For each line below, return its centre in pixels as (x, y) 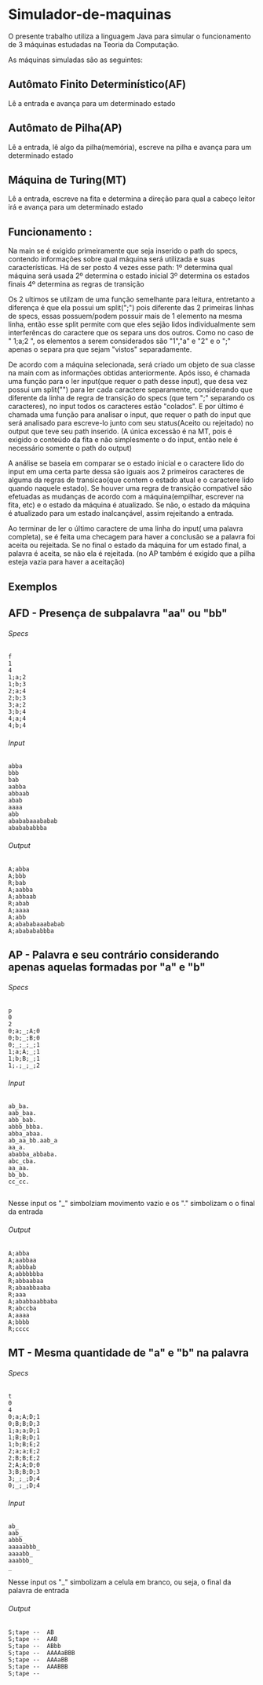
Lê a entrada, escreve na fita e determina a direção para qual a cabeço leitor (132, 199)
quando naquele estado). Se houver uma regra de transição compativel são (130, 488)
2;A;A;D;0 (24, 1465)
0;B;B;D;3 (24, 1424)
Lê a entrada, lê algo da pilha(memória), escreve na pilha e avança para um (130, 147)
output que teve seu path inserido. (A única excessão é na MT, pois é (120, 431)
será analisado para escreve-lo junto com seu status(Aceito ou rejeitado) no (131, 423)
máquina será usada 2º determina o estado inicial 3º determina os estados (129, 276)
